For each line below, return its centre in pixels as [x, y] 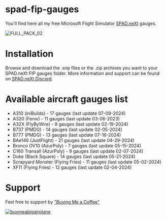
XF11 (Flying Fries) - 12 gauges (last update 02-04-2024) [72, 167]
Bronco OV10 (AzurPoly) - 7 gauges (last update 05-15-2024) [77, 145]
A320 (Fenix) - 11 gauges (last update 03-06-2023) [66, 118]
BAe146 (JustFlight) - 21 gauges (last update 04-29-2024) [73, 140]
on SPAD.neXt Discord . [29, 78]
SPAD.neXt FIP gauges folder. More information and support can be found [82, 73]
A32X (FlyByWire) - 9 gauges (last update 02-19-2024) [70, 124]
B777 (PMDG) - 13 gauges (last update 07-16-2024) [67, 135]
